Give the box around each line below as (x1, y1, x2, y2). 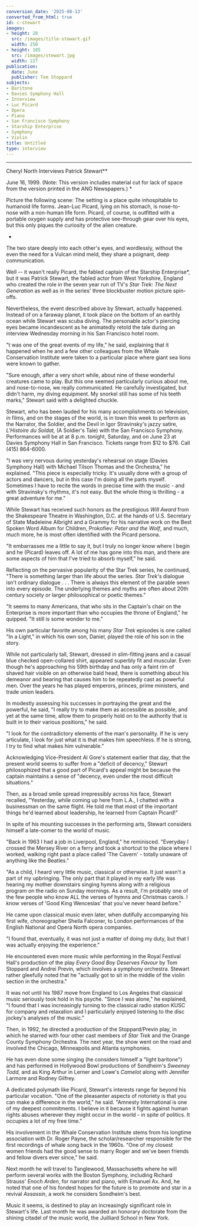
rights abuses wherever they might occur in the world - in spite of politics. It (6, 1111, 190, 1118)
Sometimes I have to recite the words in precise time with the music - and (6, 481, 184, 489)
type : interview (6, 146, 46, 151)
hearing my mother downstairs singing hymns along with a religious (6, 880, 170, 888)
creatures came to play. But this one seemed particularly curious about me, (6, 378, 189, 385)
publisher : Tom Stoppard (11, 74, 72, 80)
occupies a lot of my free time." (6, 1117, 82, 1124)
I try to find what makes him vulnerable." (6, 742, 104, 749)
